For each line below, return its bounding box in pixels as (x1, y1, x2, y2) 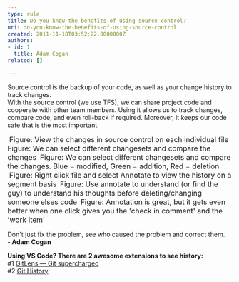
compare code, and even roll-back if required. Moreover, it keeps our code (7, 113, 227, 121)
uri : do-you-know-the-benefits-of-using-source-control (7, 24, 177, 31)
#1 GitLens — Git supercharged (7, 258, 99, 268)
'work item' (7, 215, 45, 225)
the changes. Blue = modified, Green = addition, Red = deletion (7, 161, 220, 171)
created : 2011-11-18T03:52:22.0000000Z (7, 30, 126, 38)
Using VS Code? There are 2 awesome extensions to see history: (7, 251, 203, 260)
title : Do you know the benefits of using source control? (7, 17, 187, 24)
